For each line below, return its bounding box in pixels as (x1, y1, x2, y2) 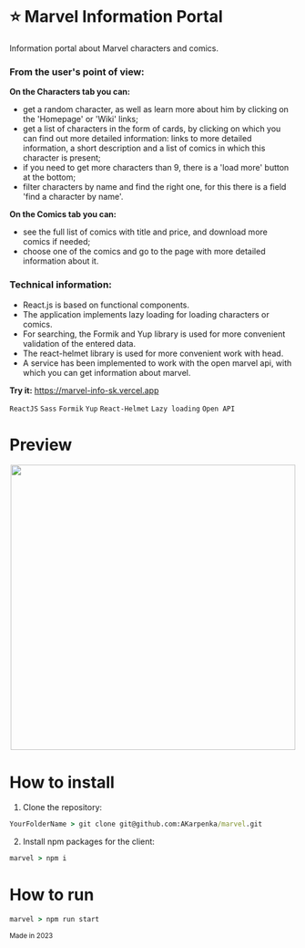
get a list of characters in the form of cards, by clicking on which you (22, 123, 281, 134)
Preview (9, 434, 73, 455)
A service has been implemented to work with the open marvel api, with (22, 357, 292, 369)
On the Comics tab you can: (9, 209, 117, 220)
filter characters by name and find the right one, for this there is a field (22, 182, 287, 193)
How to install (9, 772, 116, 793)
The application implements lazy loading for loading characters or (22, 308, 270, 319)
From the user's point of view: (9, 65, 145, 78)
